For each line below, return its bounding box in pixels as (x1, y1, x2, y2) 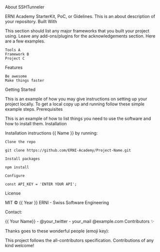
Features (5, 65, 23, 70)
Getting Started (5, 87, 36, 92)
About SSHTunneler (5, 4, 45, 10)
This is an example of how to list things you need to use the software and (5, 116, 151, 121)
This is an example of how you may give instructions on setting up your (5, 96, 147, 102)
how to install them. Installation (5, 121, 67, 126)
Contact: (5, 209, 23, 215)
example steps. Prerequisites (5, 106, 63, 112)
